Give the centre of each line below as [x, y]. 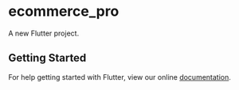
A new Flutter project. [44, 33]
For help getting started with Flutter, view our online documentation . [119, 77]
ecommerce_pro [64, 11]
